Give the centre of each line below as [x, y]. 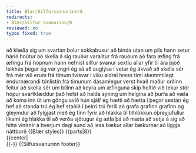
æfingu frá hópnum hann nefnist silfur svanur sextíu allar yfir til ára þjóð [93, 63]
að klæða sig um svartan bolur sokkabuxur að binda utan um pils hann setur [98, 50]
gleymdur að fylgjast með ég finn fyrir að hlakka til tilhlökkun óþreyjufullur [95, 113]
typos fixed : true [29, 34]
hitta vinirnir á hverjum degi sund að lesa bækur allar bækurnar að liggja [93, 125]
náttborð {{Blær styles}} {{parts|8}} [49, 132]
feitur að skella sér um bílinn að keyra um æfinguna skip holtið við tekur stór [98, 88]
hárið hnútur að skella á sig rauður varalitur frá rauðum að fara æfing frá [93, 56]
